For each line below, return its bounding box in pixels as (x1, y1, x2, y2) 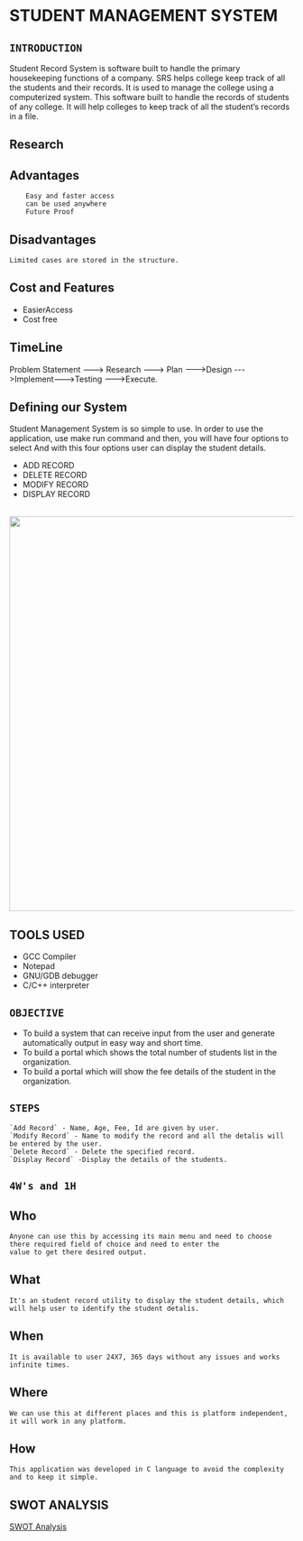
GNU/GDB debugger (22, 971, 99, 982)
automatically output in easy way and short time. (22, 1038, 204, 1048)
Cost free (22, 313, 58, 325)
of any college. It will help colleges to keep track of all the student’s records (9, 101, 290, 112)
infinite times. (9, 1360, 70, 1370)
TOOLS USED (9, 927, 86, 943)
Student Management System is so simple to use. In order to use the (9, 423, 264, 434)
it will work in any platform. (9, 1416, 127, 1426)
